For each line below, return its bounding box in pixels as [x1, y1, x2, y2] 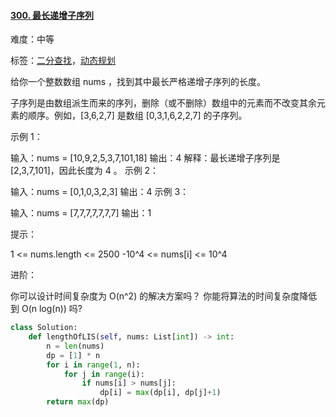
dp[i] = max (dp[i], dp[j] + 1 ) [99, 388, 222, 398]
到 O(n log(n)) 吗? [10, 303, 83, 315]
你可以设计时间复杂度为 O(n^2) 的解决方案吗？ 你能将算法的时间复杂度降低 [10, 290, 318, 302]
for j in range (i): [63, 369, 145, 379]
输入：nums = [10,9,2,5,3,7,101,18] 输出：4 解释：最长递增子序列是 [10, 152, 281, 164]
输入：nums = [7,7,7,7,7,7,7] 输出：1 [10, 207, 152, 219]
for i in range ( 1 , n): [46, 360, 141, 370]
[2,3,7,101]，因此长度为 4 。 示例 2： [10, 165, 160, 177]
